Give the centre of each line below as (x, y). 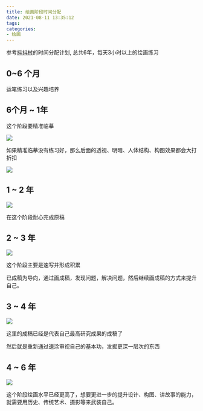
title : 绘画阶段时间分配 (34, 12)
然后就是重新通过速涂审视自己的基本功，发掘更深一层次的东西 (83, 347)
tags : (13, 23)
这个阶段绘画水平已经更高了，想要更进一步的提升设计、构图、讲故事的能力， (101, 394)
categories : (21, 29)
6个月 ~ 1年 (27, 110)
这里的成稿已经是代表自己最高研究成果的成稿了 (64, 333)
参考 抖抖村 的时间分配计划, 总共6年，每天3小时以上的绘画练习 (82, 53)
